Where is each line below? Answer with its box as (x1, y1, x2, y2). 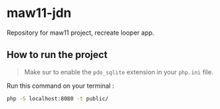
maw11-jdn (6, 5, 72, 21)
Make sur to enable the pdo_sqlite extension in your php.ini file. (23, 67, 214, 76)
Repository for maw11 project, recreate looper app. (6, 28, 155, 37)
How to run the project (6, 49, 108, 61)
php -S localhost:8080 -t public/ (6, 95, 109, 102)
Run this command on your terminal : (6, 81, 114, 90)
